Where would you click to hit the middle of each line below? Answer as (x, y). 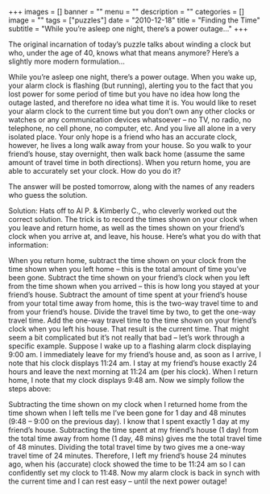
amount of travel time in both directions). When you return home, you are (130, 163)
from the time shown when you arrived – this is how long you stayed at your (134, 286)
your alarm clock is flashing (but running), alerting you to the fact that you (131, 85)
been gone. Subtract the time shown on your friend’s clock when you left (129, 278)
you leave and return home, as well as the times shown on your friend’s (127, 228)
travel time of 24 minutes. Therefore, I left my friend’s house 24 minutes (128, 455)
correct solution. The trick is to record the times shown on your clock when (133, 219)
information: (29, 245)
